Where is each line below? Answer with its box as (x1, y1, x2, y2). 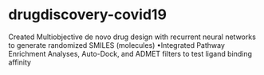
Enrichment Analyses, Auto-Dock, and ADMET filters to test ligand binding (8, 49, 253, 58)
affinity (8, 57, 32, 67)
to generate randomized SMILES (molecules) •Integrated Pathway (8, 40, 226, 49)
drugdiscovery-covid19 (8, 6, 167, 24)
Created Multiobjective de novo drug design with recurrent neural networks (8, 32, 257, 41)
